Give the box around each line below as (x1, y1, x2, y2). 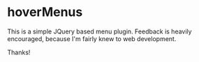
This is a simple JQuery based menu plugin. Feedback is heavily (7, 27, 192, 36)
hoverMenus (7, 4, 83, 20)
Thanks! (7, 48, 31, 56)
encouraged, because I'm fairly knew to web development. (7, 34, 177, 42)
